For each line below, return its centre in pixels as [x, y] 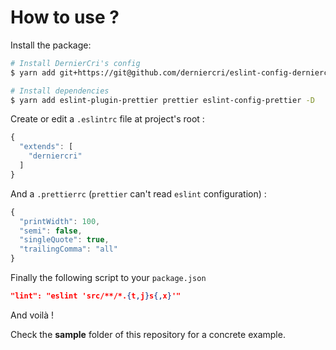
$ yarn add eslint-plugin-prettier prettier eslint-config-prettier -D [162, 100]
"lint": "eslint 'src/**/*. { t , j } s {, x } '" [96, 296]
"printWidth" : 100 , [60, 221]
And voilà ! [32, 315]
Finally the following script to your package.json [108, 278]
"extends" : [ [46, 147]
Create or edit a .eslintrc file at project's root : [107, 119]
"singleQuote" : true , [64, 240]
